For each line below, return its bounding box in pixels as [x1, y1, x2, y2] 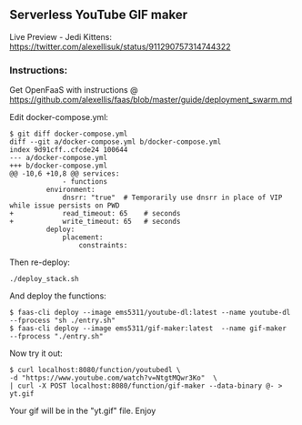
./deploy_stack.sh [9, 275, 79, 284]
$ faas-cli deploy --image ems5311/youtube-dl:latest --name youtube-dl [9, 309, 291, 318]
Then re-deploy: [9, 257, 71, 268]
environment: [45, 186, 96, 195]
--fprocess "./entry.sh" [9, 332, 104, 341]
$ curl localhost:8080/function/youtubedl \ [9, 366, 181, 375]
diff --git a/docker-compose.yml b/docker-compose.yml [9, 137, 222, 147]
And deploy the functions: [9, 290, 106, 301]
